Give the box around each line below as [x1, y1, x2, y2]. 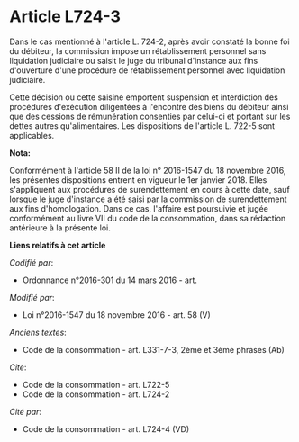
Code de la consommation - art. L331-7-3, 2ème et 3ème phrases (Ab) [22, 344, 285, 355]
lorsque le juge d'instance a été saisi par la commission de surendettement [9, 194, 287, 204]
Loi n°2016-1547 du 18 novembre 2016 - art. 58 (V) [22, 309, 212, 320]
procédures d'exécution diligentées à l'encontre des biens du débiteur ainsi [9, 101, 289, 112]
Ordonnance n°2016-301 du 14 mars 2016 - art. [22, 275, 198, 285]
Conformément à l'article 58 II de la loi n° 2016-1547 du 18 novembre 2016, [9, 165, 286, 176]
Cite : [9, 362, 27, 373]
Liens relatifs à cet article [9, 239, 106, 250]
